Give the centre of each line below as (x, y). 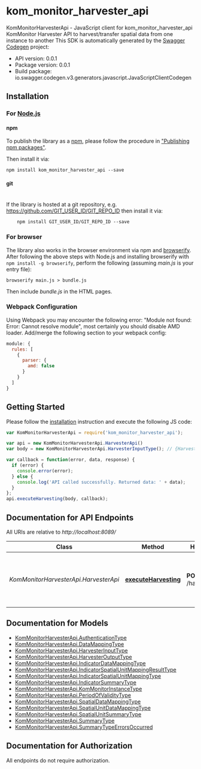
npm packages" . (26, 148)
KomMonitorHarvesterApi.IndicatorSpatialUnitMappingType (88, 676)
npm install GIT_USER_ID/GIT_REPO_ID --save (73, 222)
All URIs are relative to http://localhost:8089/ (61, 532)
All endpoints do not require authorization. (58, 760)
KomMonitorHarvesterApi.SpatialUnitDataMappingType (83, 708)
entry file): (19, 269)
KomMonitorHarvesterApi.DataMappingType (69, 644)
